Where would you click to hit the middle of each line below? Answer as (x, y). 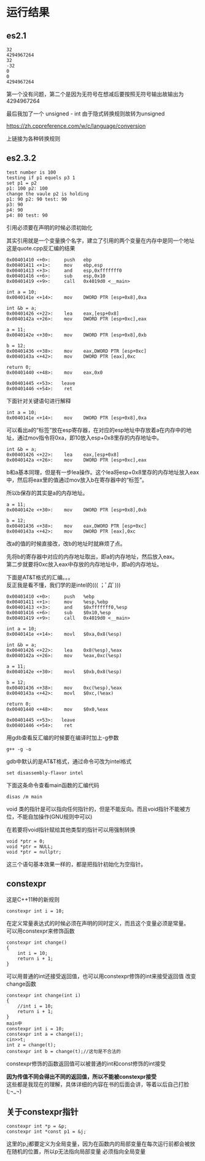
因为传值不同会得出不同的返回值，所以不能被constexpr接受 (82, 1076)
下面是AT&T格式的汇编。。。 (40, 577)
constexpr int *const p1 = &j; (46, 1132)
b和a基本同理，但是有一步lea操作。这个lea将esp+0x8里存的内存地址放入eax (103, 472)
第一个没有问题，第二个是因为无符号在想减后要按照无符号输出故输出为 (95, 94)
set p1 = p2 (21, 183)
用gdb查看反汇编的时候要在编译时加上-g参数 (63, 738)
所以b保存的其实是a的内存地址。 (47, 493)
